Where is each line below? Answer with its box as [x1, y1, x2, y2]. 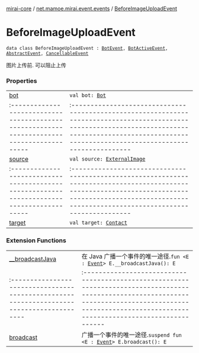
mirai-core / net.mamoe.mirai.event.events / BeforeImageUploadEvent [6, 5, 178, 12]
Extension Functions [6, 236, 66, 245]
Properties [6, 76, 37, 85]
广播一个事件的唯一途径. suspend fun [81, 330, 182, 339]
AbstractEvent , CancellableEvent [6, 50, 89, 56]
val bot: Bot [69, 92, 107, 99]
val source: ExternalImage [69, 156, 146, 162]
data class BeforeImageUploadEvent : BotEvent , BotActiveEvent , [6, 45, 168, 51]
